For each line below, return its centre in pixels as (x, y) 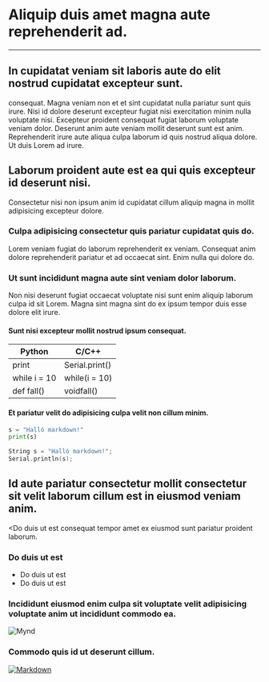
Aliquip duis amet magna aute (109, 15)
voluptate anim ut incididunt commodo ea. (92, 614)
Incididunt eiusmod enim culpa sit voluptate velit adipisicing (128, 604)
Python (34, 352)
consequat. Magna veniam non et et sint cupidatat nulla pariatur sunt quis (130, 102)
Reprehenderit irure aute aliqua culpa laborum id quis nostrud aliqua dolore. (133, 137)
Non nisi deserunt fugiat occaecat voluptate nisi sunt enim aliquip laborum (131, 295)
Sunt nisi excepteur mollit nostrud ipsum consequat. (97, 330)
